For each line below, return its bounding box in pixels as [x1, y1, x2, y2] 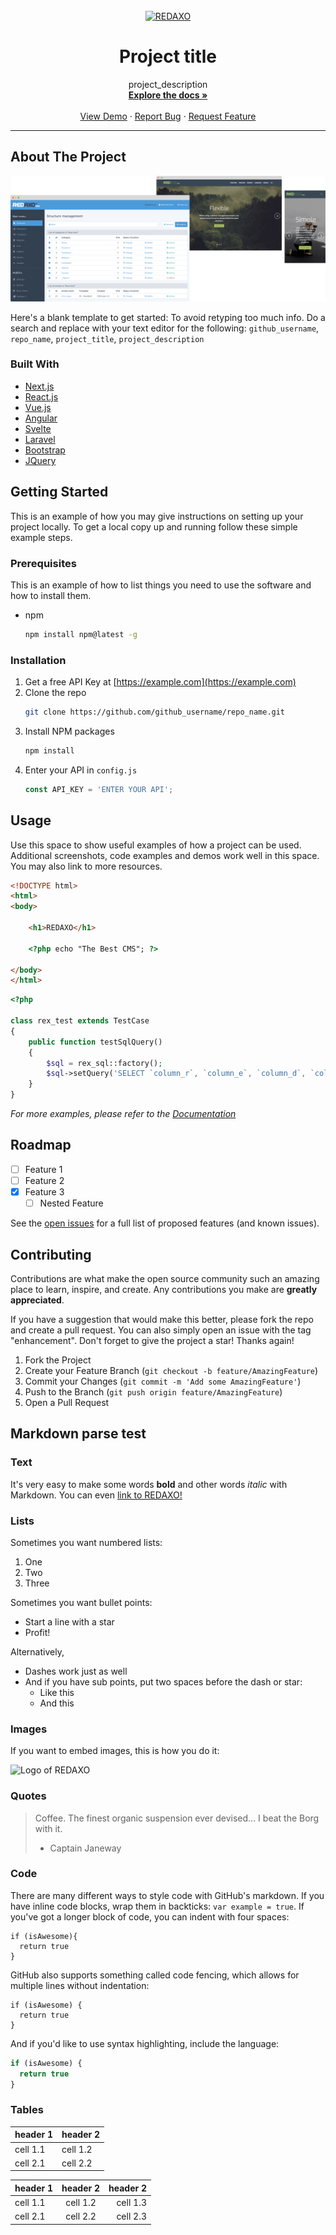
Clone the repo [24, 687, 87, 699]
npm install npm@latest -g [24, 629, 138, 639]
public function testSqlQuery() [28, 1037, 163, 1047]
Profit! [24, 1626, 51, 1638]
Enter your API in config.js [24, 764, 138, 776]
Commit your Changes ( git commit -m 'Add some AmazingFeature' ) [24, 1375, 302, 1387]
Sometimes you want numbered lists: [10, 1536, 163, 1548]
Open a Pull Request [24, 1396, 110, 1408]
